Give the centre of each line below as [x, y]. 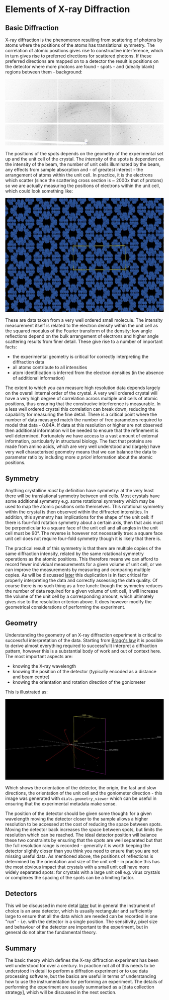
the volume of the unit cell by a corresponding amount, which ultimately [80, 596]
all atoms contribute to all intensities [50, 368]
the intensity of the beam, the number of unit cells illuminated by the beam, [83, 164]
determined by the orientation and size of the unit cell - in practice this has [82, 862]
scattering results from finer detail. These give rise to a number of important [84, 342]
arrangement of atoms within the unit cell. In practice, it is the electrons [79, 175]
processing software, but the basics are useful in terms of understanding [81, 976]
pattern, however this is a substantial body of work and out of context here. [83, 651]
